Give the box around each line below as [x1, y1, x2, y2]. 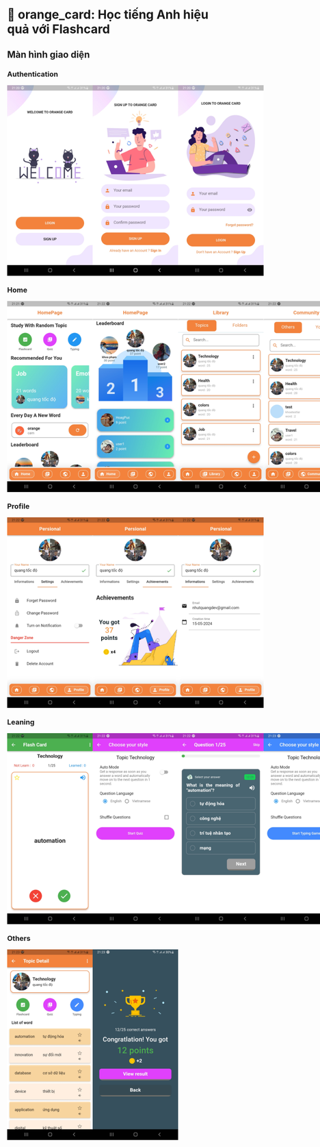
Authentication [7, 69, 58, 79]
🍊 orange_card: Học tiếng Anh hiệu [7, 7, 209, 23]
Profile [7, 501, 30, 510]
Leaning [7, 717, 35, 726]
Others [7, 933, 31, 943]
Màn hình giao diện [7, 49, 90, 60]
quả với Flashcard [7, 21, 111, 37]
